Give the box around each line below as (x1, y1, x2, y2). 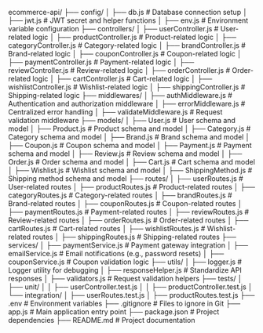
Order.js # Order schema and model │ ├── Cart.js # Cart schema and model (8, 157, 255, 166)
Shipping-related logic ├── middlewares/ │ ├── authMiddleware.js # (8, 91, 233, 100)
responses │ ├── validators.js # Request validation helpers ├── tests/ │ (8, 274, 243, 283)
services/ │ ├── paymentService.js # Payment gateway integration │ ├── (8, 241, 249, 250)
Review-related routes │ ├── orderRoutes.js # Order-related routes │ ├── (8, 215, 249, 225)
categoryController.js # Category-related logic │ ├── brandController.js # (8, 41, 246, 50)
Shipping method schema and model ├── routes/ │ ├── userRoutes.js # (8, 174, 243, 183)
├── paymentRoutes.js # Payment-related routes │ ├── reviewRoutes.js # (8, 208, 250, 216)
